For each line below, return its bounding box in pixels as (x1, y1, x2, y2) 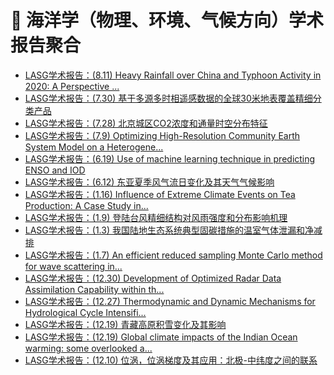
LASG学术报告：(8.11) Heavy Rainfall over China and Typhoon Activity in (24, 69, 322, 81)
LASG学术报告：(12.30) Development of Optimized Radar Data (24, 272, 282, 284)
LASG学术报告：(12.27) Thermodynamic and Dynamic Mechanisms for (24, 295, 316, 307)
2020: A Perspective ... (24, 80, 120, 92)
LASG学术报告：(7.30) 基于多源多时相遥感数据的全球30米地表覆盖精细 (24, 92, 313, 104)
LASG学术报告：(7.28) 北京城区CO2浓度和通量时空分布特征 (24, 117, 268, 129)
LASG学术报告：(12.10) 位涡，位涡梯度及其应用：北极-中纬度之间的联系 (24, 354, 318, 366)
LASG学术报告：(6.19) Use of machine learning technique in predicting (24, 152, 316, 165)
